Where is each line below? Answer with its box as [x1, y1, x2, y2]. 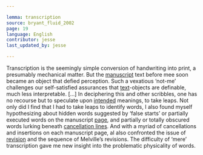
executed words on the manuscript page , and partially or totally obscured [6, 116, 190, 123]
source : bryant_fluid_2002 [6, 19, 75, 26]
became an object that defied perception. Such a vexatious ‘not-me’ [6, 77, 176, 84]
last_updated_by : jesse [6, 43, 67, 49]
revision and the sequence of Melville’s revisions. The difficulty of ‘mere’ [6, 136, 187, 143]
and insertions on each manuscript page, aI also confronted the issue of [6, 129, 186, 136]
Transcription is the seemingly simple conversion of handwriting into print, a [6, 64, 196, 72]
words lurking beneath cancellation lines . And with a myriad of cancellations [6, 123, 197, 129]
